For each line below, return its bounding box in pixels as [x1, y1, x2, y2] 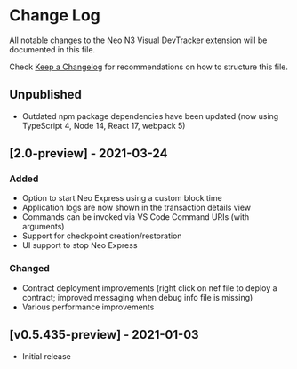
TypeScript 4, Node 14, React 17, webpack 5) [21, 120, 186, 131]
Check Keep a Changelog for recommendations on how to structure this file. [9, 61, 289, 72]
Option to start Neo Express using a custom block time [21, 193, 222, 204]
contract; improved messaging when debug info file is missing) [21, 292, 253, 302]
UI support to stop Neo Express [21, 240, 138, 251]
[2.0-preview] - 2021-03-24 [9, 146, 168, 161]
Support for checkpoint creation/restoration [21, 230, 182, 241]
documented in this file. [9, 44, 96, 54]
